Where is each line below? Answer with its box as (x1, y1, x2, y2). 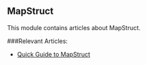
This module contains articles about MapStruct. (7, 23, 141, 31)
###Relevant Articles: (7, 37, 68, 45)
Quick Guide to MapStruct (16, 50, 91, 58)
